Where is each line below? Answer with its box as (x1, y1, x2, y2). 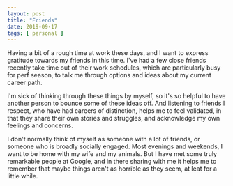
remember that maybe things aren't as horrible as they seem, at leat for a (7, 164, 218, 173)
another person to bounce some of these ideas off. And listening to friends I (7, 99, 225, 108)
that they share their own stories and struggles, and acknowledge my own (7, 114, 220, 123)
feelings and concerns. (7, 121, 73, 130)
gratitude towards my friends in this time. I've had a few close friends (7, 56, 206, 65)
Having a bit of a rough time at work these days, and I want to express (7, 49, 209, 57)
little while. (7, 172, 38, 180)
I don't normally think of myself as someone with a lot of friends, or (7, 135, 200, 144)
